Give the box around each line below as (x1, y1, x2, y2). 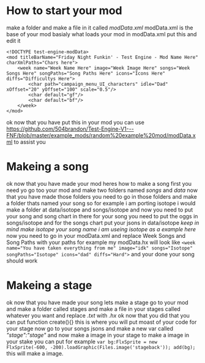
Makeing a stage (6, 278, 92, 292)
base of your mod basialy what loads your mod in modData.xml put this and (6, 30, 197, 37)
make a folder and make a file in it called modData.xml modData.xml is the (6, 24, 193, 31)
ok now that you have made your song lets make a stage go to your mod (6, 299, 188, 306)
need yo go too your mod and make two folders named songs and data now (6, 186, 198, 194)
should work (6, 257, 38, 264)
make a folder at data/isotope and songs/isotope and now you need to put (6, 206, 193, 213)
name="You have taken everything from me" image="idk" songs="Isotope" (6, 245, 193, 251)
